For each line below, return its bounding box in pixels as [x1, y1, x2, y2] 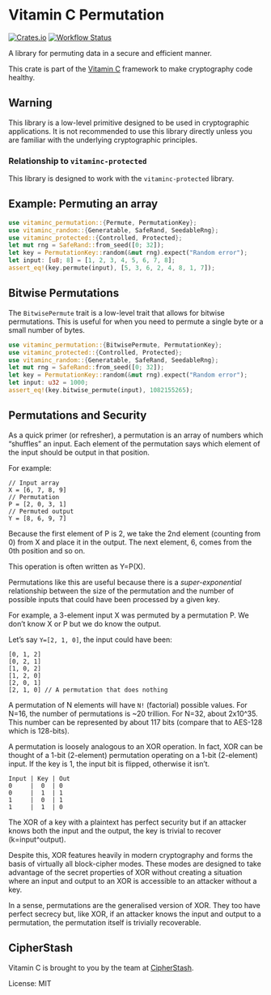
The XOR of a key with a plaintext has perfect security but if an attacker [8, 817, 247, 827]
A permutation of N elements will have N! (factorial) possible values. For [8, 700, 248, 709]
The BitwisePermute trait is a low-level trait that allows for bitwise [8, 308, 225, 317]
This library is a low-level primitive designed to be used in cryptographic [8, 118, 249, 127]
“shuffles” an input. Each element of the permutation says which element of [8, 438, 260, 448]
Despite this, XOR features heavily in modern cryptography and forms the [8, 850, 253, 859]
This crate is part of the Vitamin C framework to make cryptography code [8, 63, 253, 74]
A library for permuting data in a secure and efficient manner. [8, 48, 213, 58]
